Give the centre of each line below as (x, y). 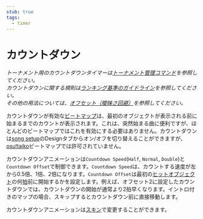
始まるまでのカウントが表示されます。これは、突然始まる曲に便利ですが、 (99, 123)
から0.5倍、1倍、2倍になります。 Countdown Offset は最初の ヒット (87, 174)
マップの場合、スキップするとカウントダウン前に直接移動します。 (99, 197)
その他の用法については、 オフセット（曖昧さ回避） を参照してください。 (96, 103)
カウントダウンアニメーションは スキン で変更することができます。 (88, 210)
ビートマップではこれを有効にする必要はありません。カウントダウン (112, 131)
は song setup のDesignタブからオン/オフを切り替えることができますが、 (96, 139)
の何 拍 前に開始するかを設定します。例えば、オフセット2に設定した (95, 181)
